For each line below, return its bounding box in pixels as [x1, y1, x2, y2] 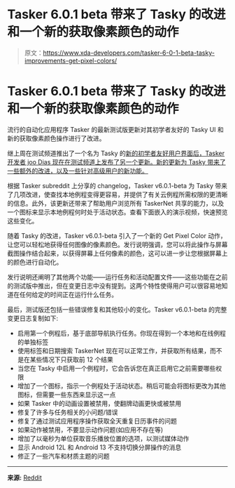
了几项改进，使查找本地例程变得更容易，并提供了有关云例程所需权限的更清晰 [7, 190, 228, 199]
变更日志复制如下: [7, 314, 59, 322]
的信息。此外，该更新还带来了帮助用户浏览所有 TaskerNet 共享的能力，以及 [7, 199, 225, 207]
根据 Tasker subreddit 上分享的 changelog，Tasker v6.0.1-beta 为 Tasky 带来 [7, 181, 227, 190]
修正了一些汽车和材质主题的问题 [17, 451, 110, 460]
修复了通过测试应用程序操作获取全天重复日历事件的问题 [17, 416, 177, 425]
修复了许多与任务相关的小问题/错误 [17, 408, 118, 416]
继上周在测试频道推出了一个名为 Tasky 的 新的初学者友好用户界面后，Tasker [7, 149, 225, 157]
